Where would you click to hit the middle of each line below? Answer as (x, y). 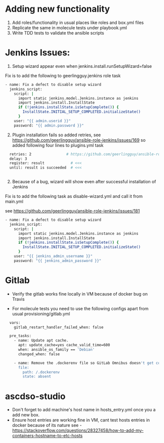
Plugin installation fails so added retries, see (56, 135)
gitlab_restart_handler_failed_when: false (59, 327)
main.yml (14, 201)
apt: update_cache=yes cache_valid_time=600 (64, 345)
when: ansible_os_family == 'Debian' (56, 350)
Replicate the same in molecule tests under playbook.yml (70, 27)
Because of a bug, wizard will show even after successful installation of (84, 181)
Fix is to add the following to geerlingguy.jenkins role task (63, 75)
